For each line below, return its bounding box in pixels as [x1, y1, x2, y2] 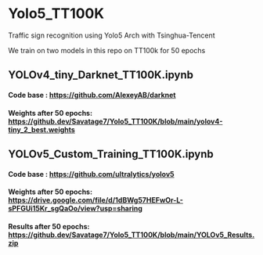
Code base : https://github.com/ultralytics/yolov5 [8, 169, 175, 178]
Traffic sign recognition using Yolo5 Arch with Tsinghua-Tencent [8, 31, 215, 40]
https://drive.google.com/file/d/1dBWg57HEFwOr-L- [8, 196, 184, 205]
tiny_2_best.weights [8, 124, 76, 134]
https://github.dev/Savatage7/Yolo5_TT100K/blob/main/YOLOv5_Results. [8, 230, 255, 239]
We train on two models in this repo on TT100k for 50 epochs [8, 45, 206, 55]
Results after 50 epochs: [8, 221, 90, 231]
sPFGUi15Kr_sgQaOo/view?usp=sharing [8, 204, 143, 214]
